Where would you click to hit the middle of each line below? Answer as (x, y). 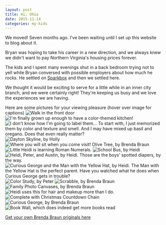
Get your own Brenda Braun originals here (48, 217)
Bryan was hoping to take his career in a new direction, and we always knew (83, 53)
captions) (15, 113)
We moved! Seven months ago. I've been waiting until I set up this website (81, 38)
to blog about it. (21, 43)
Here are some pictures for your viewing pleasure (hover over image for (78, 108)
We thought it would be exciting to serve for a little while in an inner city (78, 88)
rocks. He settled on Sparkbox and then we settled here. (63, 78)
